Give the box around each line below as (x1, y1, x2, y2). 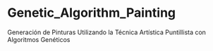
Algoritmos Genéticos (7, 35, 71, 43)
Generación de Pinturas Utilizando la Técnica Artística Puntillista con (7, 28, 207, 36)
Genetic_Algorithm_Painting (7, 5, 176, 21)
